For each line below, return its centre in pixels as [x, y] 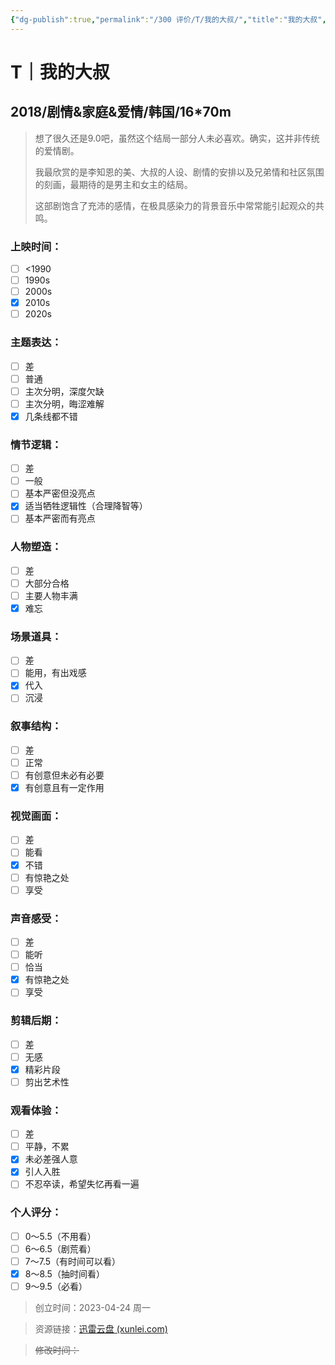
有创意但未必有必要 [64, 775]
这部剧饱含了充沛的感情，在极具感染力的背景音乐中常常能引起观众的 [175, 205]
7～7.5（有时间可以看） [73, 1261]
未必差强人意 [51, 1159]
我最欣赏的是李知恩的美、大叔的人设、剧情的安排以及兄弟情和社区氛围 [179, 172]
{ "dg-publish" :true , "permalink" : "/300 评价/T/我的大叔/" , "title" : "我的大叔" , [168, 19]
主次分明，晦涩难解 [64, 403]
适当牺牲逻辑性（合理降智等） [86, 506]
